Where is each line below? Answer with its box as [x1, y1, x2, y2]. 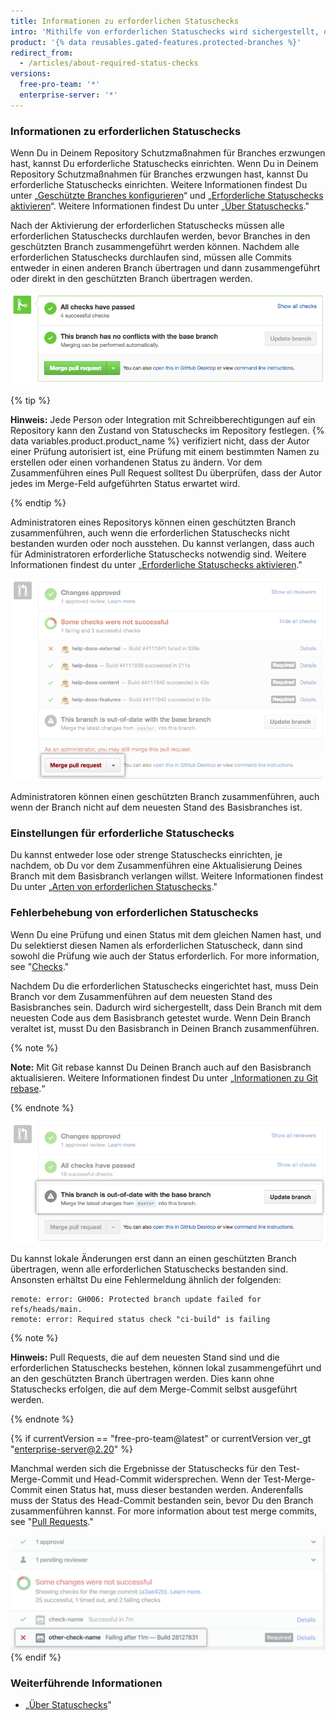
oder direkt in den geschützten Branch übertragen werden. [10, 273, 253, 285]
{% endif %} [10, 1651, 62, 1663]
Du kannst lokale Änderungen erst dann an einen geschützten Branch [10, 1252, 297, 1264]
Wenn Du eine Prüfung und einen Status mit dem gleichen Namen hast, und [10, 928, 322, 940]
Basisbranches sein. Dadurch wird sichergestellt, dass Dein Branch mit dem [10, 1001, 323, 1013]
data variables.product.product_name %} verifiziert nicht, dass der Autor [10, 435, 310, 447]
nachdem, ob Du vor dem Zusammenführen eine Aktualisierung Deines [10, 860, 303, 872]
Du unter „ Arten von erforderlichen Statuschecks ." [10, 881, 218, 893]
